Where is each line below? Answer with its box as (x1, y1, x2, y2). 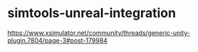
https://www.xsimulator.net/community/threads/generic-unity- (7, 28, 191, 37)
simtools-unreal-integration (7, 5, 177, 21)
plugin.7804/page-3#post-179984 (7, 36, 108, 44)
